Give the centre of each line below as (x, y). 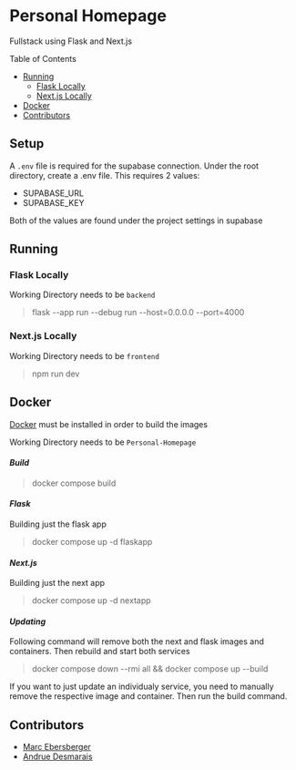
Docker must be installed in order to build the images (108, 424)
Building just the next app (57, 583)
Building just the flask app (58, 524)
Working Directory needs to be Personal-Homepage (103, 442)
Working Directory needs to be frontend (84, 355)
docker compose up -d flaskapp (92, 541)
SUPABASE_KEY (53, 202)
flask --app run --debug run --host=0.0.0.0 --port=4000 (138, 313)
